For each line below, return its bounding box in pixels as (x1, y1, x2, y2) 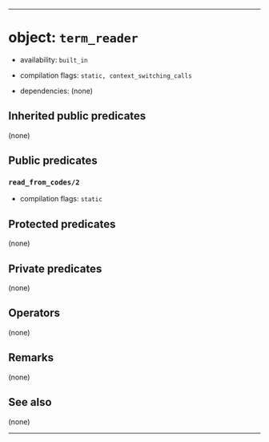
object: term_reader (8, 29, 139, 47)
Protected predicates (8, 217, 116, 231)
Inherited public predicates (8, 109, 147, 123)
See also (8, 395, 52, 409)
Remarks (8, 351, 54, 365)
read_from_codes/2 (8, 178, 80, 187)
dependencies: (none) (19, 86, 94, 95)
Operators (8, 306, 61, 320)
